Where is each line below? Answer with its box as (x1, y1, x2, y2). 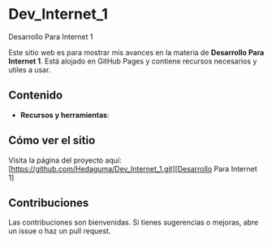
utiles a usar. (8, 64, 51, 74)
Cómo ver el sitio (8, 133, 96, 147)
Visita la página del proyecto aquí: (8, 155, 122, 165)
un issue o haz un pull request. (8, 226, 111, 236)
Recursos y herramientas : (19, 110, 110, 120)
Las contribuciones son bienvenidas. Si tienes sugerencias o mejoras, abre (8, 217, 259, 228)
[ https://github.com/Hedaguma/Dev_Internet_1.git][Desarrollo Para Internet (8, 163, 257, 173)
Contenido (8, 89, 63, 102)
